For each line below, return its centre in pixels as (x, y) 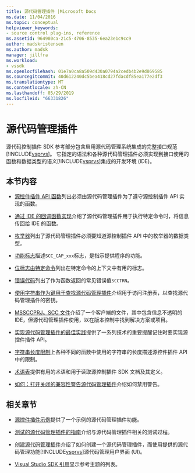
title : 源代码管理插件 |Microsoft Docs (51, 11)
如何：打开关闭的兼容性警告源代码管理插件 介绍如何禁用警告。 (88, 384)
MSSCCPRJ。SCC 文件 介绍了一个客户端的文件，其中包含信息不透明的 (98, 313)
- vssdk (15, 66)
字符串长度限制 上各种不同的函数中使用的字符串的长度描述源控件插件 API (101, 352)
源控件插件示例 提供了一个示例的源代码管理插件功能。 (78, 420)
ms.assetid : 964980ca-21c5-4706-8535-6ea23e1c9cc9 (69, 39)
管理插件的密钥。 (40, 300)
